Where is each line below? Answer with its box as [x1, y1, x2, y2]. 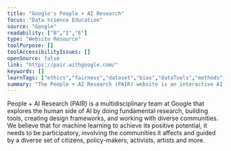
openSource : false [7, 55, 60, 62]
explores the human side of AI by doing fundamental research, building [7, 107, 208, 115]
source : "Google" [7, 23, 57, 30]
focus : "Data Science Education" [7, 17, 103, 23]
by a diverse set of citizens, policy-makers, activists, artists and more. [7, 136, 205, 145]
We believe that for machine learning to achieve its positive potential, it [7, 121, 208, 130]
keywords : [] [7, 68, 45, 74]
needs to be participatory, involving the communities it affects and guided [7, 129, 217, 137]
